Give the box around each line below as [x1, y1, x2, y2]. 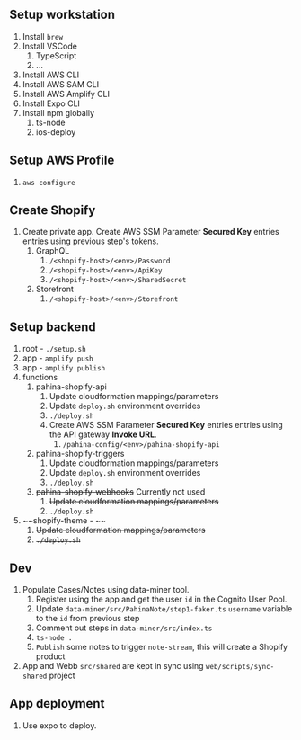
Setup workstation [9, 7, 115, 22]
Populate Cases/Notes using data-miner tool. [22, 584, 190, 595]
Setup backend [9, 319, 96, 334]
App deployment [9, 696, 105, 711]
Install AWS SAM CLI [22, 78, 100, 89]
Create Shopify [9, 202, 96, 218]
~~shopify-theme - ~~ [22, 515, 106, 526]
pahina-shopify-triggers [35, 449, 125, 459]
